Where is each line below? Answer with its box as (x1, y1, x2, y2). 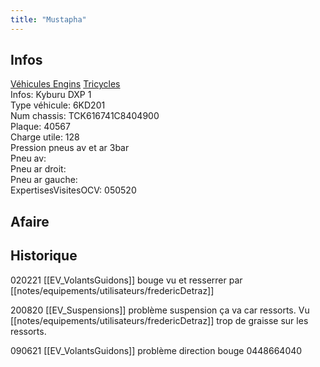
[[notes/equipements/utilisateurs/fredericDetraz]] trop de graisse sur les (10, 314, 309, 326)
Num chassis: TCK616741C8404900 (10, 110, 160, 122)
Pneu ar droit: (10, 163, 67, 175)
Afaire (10, 213, 50, 230)
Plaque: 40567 (10, 121, 71, 133)
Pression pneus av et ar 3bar (10, 142, 130, 154)
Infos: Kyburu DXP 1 (10, 89, 92, 101)
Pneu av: (10, 152, 47, 165)
